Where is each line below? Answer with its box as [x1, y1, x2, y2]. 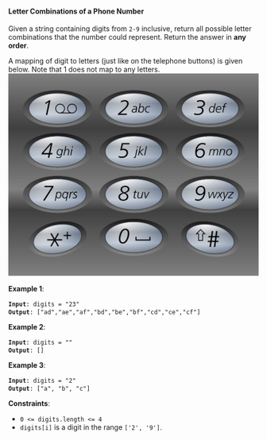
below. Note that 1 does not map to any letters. [8, 64, 161, 75]
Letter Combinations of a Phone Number [8, 6, 145, 16]
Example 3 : [8, 361, 46, 370]
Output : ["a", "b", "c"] [8, 385, 91, 393]
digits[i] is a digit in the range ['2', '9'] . [19, 423, 163, 432]
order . [8, 41, 29, 51]
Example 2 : [8, 322, 46, 332]
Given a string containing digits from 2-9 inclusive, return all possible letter [8, 24, 252, 33]
